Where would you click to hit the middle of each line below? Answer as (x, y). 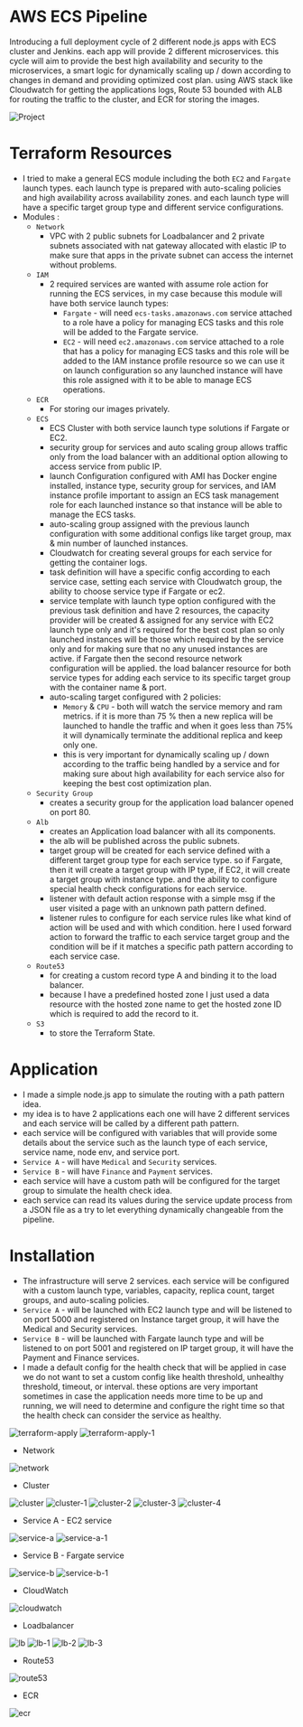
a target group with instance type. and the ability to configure (163, 879)
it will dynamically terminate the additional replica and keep (173, 735)
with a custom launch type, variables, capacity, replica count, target (148, 1291)
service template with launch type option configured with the (163, 601)
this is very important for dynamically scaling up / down (166, 754)
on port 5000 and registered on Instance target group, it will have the (151, 1319)
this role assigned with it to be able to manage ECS (157, 380)
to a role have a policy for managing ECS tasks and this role (173, 322)
